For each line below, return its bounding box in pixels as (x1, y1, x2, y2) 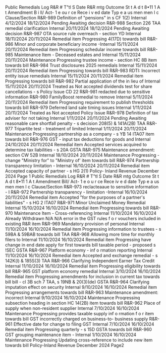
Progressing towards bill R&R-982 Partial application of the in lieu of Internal (5, 78, 161, 84)
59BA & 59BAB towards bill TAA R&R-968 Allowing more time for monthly (5, 231, 155, 237)
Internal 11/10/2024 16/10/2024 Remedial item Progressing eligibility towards (5, 263, 161, 269)
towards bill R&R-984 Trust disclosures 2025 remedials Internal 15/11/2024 (5, 62, 158, 68)
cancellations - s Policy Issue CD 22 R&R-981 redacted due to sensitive (5, 89, 150, 94)
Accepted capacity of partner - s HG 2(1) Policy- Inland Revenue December (5, 168, 160, 174)
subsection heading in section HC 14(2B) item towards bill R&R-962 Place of (5, 300, 161, 306)
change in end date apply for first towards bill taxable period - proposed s (5, 242, 156, 248)
